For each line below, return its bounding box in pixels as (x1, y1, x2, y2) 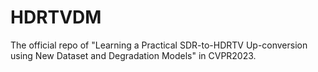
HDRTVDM (10, 6, 102, 29)
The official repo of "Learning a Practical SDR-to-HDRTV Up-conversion (10, 39, 308, 51)
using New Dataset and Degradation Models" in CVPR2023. (10, 49, 257, 61)
